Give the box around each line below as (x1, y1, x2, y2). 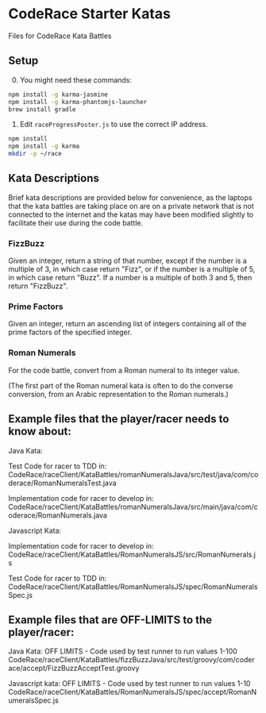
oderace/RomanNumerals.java (8, 510, 107, 520)
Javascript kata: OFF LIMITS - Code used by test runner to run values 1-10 (8, 679, 251, 688)
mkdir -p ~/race (8, 150, 62, 158)
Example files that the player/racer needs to (8, 412, 229, 426)
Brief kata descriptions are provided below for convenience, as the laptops (8, 192, 253, 202)
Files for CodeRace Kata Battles (8, 31, 113, 40)
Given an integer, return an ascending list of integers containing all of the (8, 319, 247, 329)
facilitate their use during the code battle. (8, 218, 144, 227)
